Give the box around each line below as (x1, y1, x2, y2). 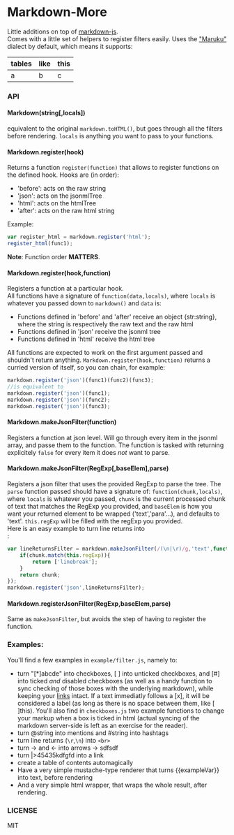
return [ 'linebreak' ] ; (32, 558, 98, 565)
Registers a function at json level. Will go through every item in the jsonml (7, 433, 218, 442)
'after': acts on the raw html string (17, 207, 115, 215)
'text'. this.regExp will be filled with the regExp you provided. (7, 517, 183, 525)
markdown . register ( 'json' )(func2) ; (7, 396, 111, 403)
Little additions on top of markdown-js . (7, 27, 118, 36)
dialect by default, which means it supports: (7, 42, 133, 50)
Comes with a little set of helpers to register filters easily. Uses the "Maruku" (7, 34, 227, 43)
